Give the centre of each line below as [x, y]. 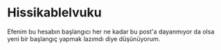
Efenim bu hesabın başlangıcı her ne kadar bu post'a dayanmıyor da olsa [111, 32]
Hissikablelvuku [54, 13]
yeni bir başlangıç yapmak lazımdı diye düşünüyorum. [84, 38]
